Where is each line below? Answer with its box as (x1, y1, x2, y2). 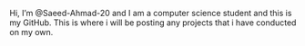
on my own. (9, 27, 54, 37)
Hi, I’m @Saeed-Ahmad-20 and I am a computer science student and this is (9, 8, 292, 18)
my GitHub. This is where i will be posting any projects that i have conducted (9, 17, 297, 28)
